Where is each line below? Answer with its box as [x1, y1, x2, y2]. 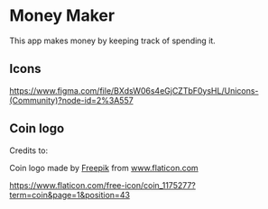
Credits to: [9, 145, 49, 156]
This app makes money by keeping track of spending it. [9, 35, 217, 46]
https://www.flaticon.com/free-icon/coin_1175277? [9, 179, 197, 190]
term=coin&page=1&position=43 [9, 189, 131, 200]
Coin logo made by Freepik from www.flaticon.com [9, 162, 199, 173]
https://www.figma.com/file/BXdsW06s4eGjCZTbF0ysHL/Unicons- [9, 85, 259, 95]
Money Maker [9, 5, 116, 26]
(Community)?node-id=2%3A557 [9, 95, 134, 105]
